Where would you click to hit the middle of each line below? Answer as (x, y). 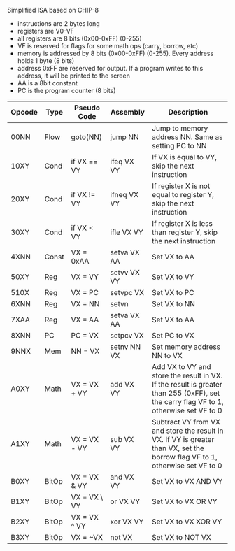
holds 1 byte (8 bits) (46, 61)
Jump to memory (180, 128)
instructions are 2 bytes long (58, 23)
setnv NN (126, 347)
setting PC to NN (179, 146)
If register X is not (181, 186)
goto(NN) (87, 137)
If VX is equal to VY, (184, 157)
